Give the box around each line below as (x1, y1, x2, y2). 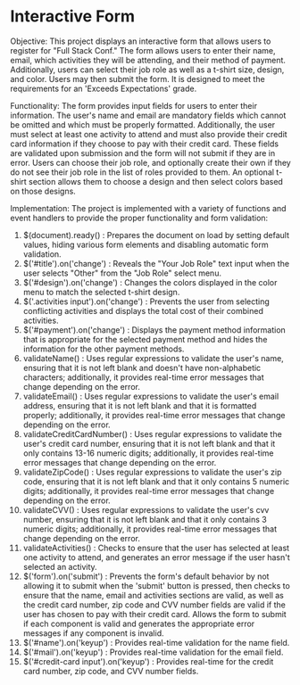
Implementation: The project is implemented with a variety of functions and (10, 202, 287, 213)
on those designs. (10, 186, 77, 196)
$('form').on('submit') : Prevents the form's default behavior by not (22, 571, 270, 582)
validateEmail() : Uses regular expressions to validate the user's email (22, 391, 279, 401)
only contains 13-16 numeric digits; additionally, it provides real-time (22, 448, 274, 458)
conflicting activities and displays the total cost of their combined (22, 305, 264, 316)
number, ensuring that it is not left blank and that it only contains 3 (22, 514, 267, 524)
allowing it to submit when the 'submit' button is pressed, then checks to (22, 580, 291, 590)
